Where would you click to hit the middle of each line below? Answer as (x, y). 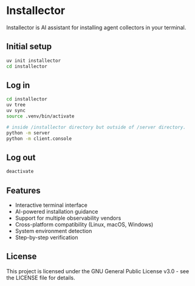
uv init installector (34, 61)
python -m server (28, 133)
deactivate (20, 172)
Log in (18, 85)
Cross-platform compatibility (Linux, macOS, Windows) (84, 224)
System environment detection (53, 231)
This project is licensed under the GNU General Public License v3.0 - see (98, 271)
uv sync (16, 111)
